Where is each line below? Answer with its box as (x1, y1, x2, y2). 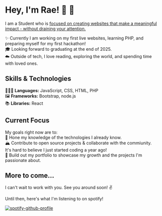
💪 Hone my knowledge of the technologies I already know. (5, 134, 122, 140)
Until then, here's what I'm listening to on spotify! (5, 196, 104, 202)
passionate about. (5, 157, 41, 163)
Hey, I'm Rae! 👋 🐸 (5, 4, 75, 16)
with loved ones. (5, 60, 38, 66)
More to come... (5, 171, 54, 179)
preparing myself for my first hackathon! (5, 40, 86, 46)
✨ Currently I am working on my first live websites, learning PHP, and (5, 35, 144, 41)
